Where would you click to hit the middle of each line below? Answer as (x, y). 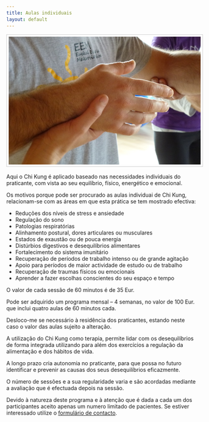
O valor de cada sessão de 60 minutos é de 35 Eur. (71, 290)
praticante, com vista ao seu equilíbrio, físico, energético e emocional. (94, 183)
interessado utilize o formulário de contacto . (62, 413)
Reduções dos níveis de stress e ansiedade (69, 213)
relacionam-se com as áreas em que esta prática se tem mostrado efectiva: (101, 202)
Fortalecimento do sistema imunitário (62, 252)
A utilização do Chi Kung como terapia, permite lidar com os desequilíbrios (100, 338)
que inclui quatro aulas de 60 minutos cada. (61, 308)
